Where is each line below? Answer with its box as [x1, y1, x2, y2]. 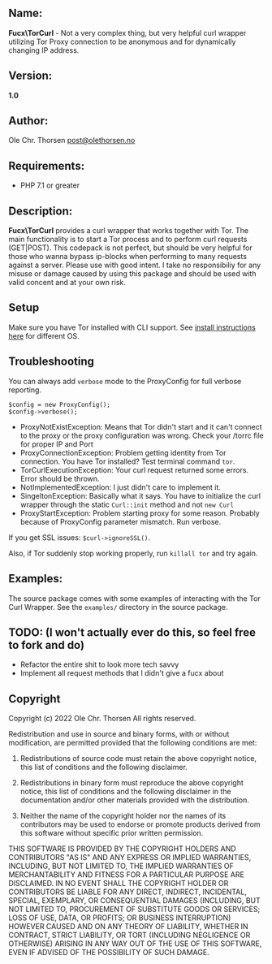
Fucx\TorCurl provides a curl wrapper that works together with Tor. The [8, 226, 249, 236]
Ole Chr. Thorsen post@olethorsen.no [8, 136, 136, 145]
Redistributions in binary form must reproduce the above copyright [19, 778, 244, 788]
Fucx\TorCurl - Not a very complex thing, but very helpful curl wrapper [8, 28, 247, 37]
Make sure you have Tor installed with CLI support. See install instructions [8, 322, 256, 332]
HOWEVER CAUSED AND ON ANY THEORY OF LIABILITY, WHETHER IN [8, 922, 249, 932]
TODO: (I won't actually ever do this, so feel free [8, 625, 256, 639]
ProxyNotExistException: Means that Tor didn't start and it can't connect [19, 421, 262, 431]
